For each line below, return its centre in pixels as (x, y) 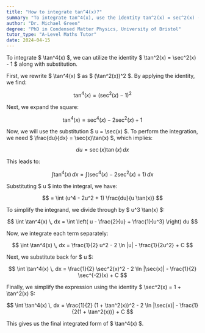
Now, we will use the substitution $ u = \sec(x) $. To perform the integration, (102, 131)
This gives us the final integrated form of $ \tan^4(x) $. (75, 323)
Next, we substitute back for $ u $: (50, 257)
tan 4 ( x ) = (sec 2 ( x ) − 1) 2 (103, 95)
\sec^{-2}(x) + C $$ (103, 275)
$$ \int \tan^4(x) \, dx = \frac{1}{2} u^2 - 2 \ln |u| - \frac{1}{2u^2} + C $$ (103, 245)
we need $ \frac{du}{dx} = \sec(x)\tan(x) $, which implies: (80, 138)
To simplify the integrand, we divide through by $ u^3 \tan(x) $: (85, 209)
